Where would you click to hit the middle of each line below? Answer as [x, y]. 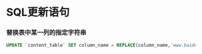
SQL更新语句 [38, 12]
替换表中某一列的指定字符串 [46, 32]
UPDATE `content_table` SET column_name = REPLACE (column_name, [88, 46]
